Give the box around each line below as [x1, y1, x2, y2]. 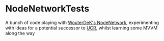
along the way [5, 30, 35, 36]
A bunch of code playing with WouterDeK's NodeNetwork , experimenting [5, 19, 159, 25]
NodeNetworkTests [5, 3, 90, 14]
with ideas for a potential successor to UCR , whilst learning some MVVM [5, 24, 158, 30]
